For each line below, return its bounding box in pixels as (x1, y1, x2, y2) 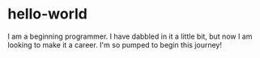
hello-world (7, 5, 88, 23)
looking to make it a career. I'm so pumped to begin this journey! (7, 39, 222, 49)
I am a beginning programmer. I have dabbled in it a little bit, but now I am (7, 31, 253, 41)
